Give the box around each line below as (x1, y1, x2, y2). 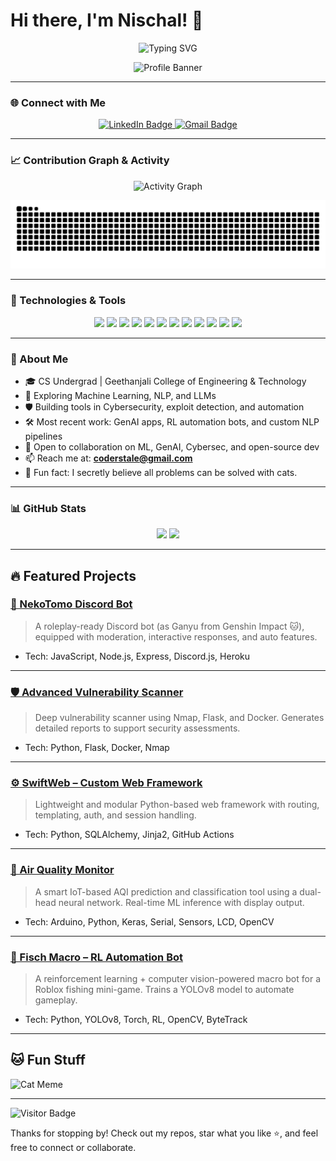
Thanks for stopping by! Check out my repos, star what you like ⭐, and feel (10, 1127, 319, 1139)
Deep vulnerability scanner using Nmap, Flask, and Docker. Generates (34, 712, 325, 724)
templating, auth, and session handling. (34, 809, 197, 821)
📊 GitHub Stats (10, 501, 87, 515)
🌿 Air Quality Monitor (10, 863, 115, 877)
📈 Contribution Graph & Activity (10, 154, 170, 168)
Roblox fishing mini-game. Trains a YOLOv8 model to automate (34, 984, 295, 996)
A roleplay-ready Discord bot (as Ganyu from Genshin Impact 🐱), (34, 620, 305, 632)
